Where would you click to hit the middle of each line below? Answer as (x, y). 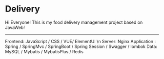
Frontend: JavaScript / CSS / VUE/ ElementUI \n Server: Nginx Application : (81, 41)
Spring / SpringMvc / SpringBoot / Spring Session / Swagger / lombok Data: (81, 46)
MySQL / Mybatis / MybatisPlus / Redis (44, 51)
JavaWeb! (15, 27)
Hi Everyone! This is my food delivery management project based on (74, 22)
